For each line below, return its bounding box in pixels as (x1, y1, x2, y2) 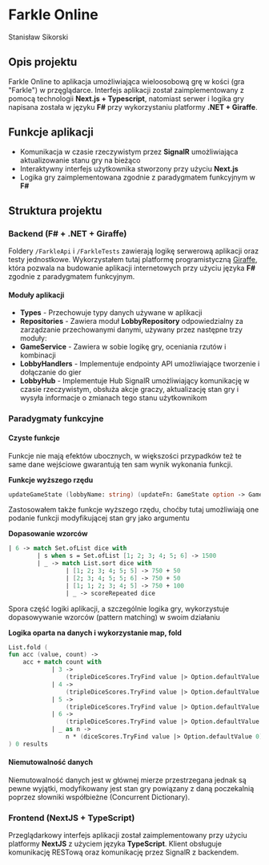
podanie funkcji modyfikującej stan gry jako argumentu (8, 513, 190, 523)
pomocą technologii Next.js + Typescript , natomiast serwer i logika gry (8, 94, 244, 103)
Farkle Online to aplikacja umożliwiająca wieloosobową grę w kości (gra (8, 76, 245, 86)
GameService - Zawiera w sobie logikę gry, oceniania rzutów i (19, 342, 227, 352)
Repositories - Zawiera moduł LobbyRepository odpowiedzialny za (19, 317, 244, 326)
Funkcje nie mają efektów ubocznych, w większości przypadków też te (8, 451, 242, 460)
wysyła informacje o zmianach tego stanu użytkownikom (19, 393, 207, 402)
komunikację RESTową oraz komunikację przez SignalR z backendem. (8, 847, 239, 857)
